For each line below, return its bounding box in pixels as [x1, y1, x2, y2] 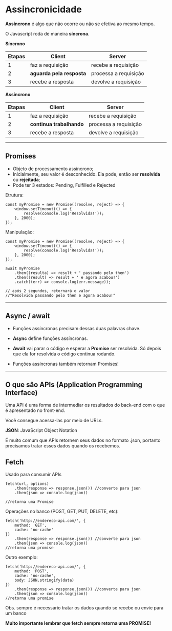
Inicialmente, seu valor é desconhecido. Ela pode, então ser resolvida [12, 171, 160, 177]
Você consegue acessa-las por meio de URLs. [5, 418, 103, 424]
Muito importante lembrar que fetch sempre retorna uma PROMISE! [5, 620, 151, 626]
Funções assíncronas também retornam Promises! [12, 360, 119, 367]
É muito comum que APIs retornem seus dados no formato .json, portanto [5, 437, 161, 443]
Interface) [5, 388, 38, 397]
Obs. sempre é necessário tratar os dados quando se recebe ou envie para [5, 605, 164, 611]
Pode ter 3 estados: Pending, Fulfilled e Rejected [12, 182, 116, 188]
